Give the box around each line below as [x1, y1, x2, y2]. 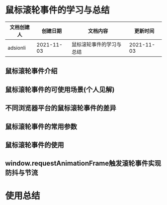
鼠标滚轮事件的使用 [5, 140, 64, 149]
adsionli [7, 44, 26, 51]
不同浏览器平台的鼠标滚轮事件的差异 [5, 104, 116, 112]
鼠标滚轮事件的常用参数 [5, 122, 77, 131]
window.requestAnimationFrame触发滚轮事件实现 [5, 159, 162, 168]
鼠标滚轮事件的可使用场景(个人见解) [5, 85, 115, 94]
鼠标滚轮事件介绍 [5, 67, 58, 75]
